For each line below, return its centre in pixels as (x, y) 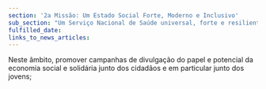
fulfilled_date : (35, 30)
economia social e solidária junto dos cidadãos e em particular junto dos (126, 69)
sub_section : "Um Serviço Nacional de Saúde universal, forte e (116, 23)
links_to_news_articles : (49, 37)
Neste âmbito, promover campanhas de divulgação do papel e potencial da (131, 60)
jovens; (20, 76)
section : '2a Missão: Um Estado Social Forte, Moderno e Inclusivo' (123, 15)
